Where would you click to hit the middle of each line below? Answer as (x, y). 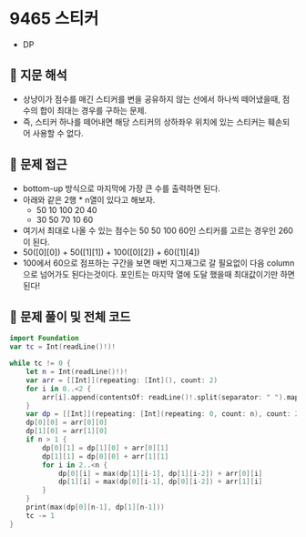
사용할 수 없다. (58, 133)
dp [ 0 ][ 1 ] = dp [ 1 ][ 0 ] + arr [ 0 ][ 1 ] (106, 448)
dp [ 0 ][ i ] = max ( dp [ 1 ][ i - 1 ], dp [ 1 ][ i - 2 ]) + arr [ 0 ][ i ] (160, 473)
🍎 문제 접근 (39, 165)
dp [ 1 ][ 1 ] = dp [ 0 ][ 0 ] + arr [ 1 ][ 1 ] (106, 456)
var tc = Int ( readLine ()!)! (63, 347)
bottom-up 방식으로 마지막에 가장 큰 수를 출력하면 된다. (122, 188)
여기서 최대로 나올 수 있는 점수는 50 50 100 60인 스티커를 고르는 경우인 (149, 230)
